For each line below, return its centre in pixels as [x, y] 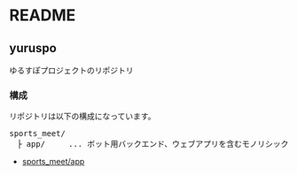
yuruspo [33, 48]
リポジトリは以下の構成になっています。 [82, 117]
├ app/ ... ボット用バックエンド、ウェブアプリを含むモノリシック [152, 144]
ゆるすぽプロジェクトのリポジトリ [71, 70]
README [43, 15]
